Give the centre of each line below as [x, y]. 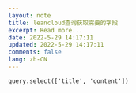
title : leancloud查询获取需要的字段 [63, 23]
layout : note [30, 15]
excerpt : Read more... [45, 30]
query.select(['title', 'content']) [68, 81]
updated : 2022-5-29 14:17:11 [56, 45]
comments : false [35, 52]
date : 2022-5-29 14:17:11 [51, 37]
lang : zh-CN [28, 60]
